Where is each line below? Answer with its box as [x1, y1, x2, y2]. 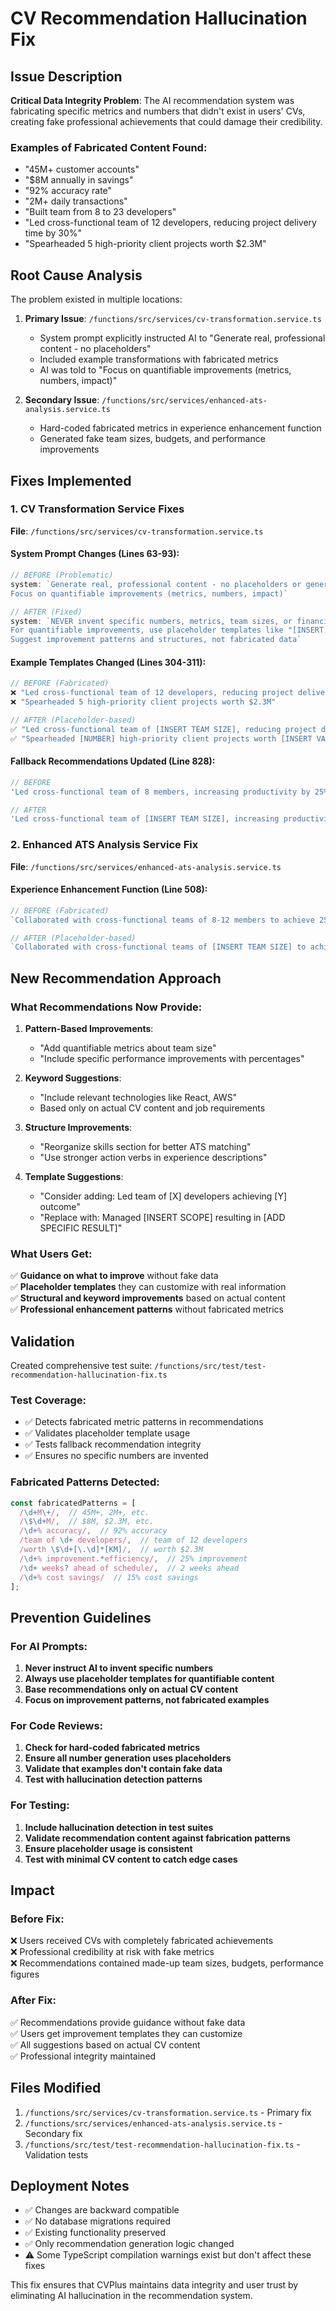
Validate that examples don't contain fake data [24, 1763, 223, 1775]
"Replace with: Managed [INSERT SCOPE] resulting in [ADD [39, 1211, 286, 1223]
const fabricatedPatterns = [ [10, 1498, 137, 1508]
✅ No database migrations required [24, 2215, 172, 2227]
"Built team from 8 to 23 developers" [24, 206, 177, 218]
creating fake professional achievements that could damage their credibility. [10, 116, 323, 127]
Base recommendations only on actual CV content [24, 1683, 239, 1696]
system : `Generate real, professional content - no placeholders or [10, 579, 302, 589]
